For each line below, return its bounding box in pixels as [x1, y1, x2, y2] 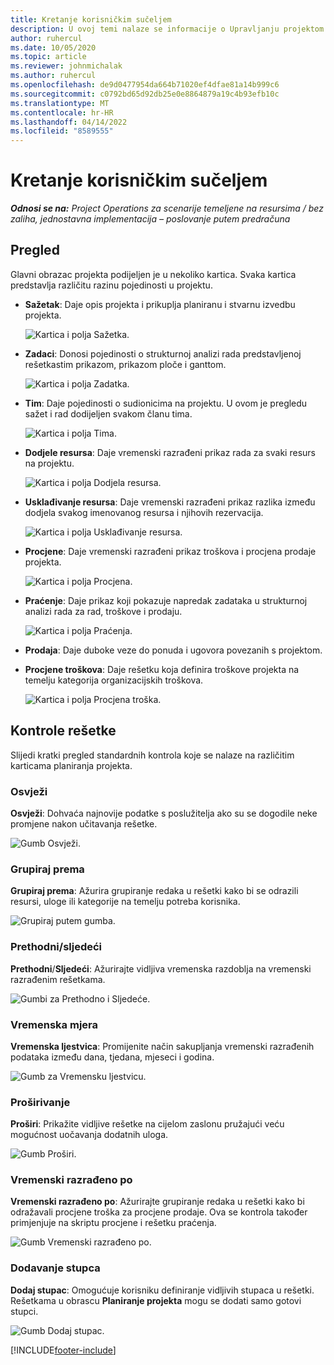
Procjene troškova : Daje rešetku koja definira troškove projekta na [24, 663, 300, 675]
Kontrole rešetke [10, 722, 117, 740]
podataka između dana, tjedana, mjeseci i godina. [10, 1051, 215, 1063]
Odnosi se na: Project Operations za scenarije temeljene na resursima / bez [10, 202, 324, 215]
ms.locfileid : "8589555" [10, 126, 114, 136]
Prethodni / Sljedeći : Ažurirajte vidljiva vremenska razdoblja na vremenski [10, 962, 312, 975]
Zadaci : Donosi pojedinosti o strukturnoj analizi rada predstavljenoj [24, 347, 302, 360]
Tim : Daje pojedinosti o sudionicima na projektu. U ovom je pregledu [24, 397, 308, 409]
